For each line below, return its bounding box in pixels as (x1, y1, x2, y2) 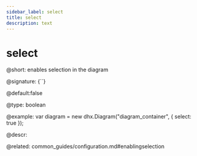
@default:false (6, 89, 43, 97)
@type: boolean (6, 101, 47, 109)
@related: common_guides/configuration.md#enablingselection (6, 143, 165, 150)
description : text (6, 20, 53, 26)
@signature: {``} (6, 78, 47, 85)
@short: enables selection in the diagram (6, 66, 109, 73)
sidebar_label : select (6, 8, 63, 15)
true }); (6, 119, 24, 127)
